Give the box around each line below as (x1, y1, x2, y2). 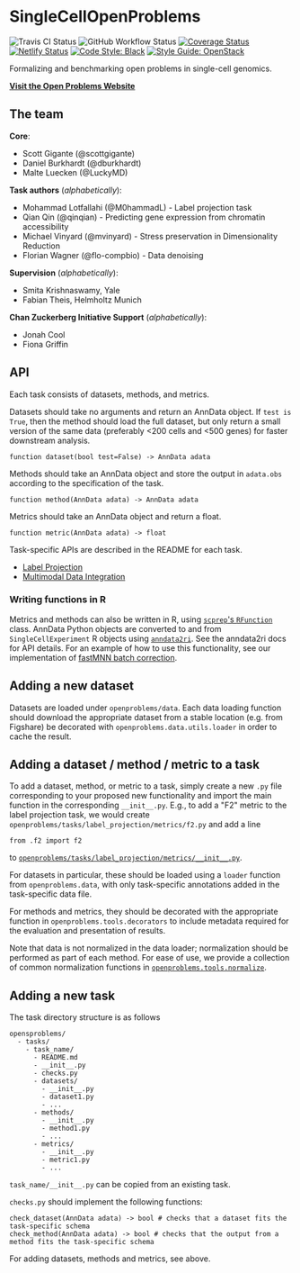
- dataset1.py (41, 1092, 94, 1102)
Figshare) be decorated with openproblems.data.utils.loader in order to (9, 721, 278, 732)
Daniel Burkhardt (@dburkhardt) (22, 158, 142, 168)
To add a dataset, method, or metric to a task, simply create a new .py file (9, 781, 283, 791)
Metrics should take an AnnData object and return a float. (9, 510, 222, 521)
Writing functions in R (9, 593, 106, 606)
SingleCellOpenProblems (9, 6, 201, 27)
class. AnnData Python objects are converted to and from (9, 623, 222, 634)
